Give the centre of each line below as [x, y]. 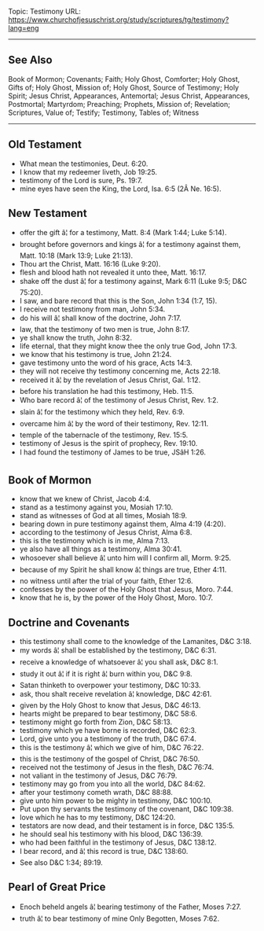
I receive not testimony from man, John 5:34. [92, 309]
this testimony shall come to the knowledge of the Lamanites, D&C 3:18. [136, 642]
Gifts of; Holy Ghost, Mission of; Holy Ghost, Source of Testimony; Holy [124, 87]
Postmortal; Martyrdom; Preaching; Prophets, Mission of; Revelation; [119, 104]
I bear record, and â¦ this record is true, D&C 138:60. [104, 852]
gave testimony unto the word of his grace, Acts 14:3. [106, 363]
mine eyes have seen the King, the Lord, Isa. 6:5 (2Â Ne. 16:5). [120, 189]
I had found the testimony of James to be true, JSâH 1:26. [113, 452]
